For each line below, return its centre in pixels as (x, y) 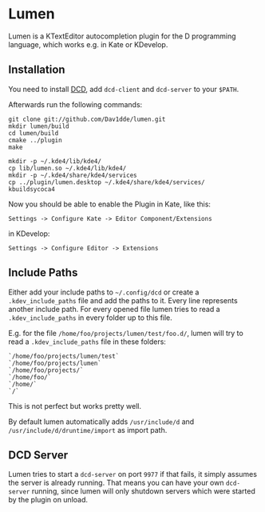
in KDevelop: (29, 234)
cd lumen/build (34, 133)
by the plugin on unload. (48, 500)
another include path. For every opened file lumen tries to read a (115, 309)
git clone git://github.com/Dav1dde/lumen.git (87, 119)
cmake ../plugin (35, 140)
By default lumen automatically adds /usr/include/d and (101, 422)
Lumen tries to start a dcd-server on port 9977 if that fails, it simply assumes (133, 474)
